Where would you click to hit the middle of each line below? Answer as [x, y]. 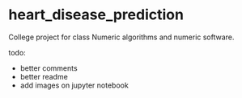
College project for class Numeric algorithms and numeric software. [121, 37]
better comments [49, 68]
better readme [44, 76]
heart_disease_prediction [96, 15]
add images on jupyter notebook [74, 85]
